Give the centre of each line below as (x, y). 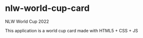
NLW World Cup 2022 (27, 21)
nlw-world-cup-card (47, 8)
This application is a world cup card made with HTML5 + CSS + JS (71, 30)
